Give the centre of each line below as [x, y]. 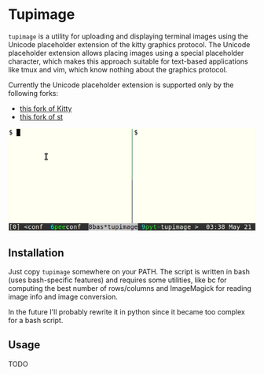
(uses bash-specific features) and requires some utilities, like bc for [117, 280]
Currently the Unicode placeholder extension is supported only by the [121, 85]
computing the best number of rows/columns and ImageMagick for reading [130, 288]
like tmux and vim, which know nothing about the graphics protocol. [118, 69]
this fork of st [41, 116]
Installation [36, 253]
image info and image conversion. [63, 296]
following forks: [33, 93]
